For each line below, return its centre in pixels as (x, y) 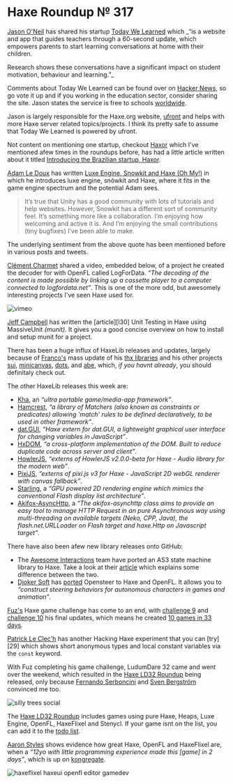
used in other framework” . (55, 422)
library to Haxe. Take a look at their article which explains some (108, 567)
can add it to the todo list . (44, 731)
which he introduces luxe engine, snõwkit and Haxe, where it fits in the (109, 180)
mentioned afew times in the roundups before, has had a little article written (116, 152)
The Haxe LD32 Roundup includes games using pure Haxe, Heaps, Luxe (111, 716)
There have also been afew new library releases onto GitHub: (95, 546)
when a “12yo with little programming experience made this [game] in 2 (110, 752)
